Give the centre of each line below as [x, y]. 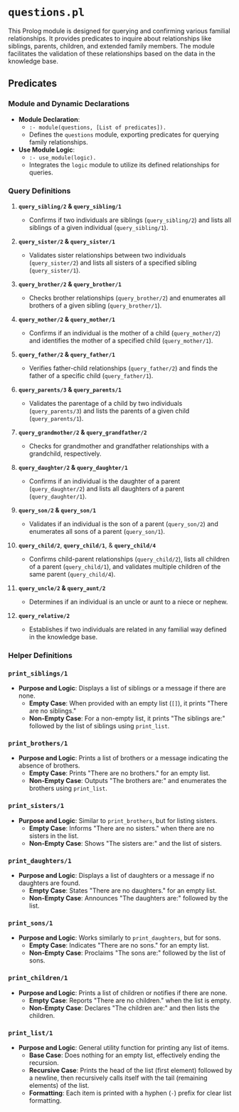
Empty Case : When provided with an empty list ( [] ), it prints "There [128, 703]
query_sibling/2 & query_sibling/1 [70, 206]
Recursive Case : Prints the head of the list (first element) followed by [131, 1070]
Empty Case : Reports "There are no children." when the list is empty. [130, 1000]
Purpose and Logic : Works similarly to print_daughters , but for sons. [119, 938]
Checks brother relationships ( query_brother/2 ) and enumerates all [127, 298]
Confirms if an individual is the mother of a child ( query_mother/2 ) [125, 332]
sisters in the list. [54, 836]
